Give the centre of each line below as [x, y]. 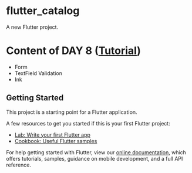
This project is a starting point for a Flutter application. [72, 112]
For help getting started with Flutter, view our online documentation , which [96, 152]
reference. [18, 165]
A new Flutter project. [32, 27]
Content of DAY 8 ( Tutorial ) [73, 51]
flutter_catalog [43, 11]
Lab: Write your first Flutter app [53, 135]
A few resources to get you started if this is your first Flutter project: [88, 123]
